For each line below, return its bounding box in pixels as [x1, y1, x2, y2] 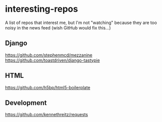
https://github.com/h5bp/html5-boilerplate [5, 84, 90, 90]
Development [5, 98, 47, 107]
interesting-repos [5, 3, 78, 15]
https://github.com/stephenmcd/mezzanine [5, 52, 93, 58]
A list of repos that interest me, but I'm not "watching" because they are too [5, 20, 157, 25]
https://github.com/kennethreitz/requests [5, 112, 88, 118]
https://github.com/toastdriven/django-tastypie [5, 57, 100, 63]
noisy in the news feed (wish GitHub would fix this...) [5, 24, 111, 30]
